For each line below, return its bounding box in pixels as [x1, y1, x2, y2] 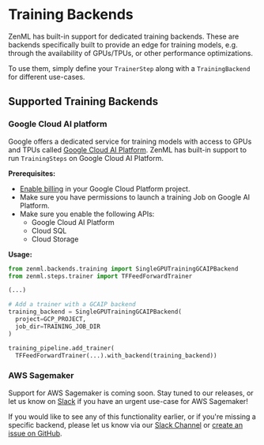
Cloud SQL [31, 226, 67, 235]
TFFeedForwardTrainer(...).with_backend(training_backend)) [15, 351, 217, 360]
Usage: [8, 249, 33, 259]
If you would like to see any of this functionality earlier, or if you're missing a [8, 412, 257, 421]
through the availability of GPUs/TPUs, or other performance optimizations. [8, 48, 254, 58]
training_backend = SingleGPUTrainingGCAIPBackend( [8, 308, 182, 316]
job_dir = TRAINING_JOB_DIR [15, 322, 101, 331]
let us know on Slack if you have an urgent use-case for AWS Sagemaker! [8, 396, 249, 406]
